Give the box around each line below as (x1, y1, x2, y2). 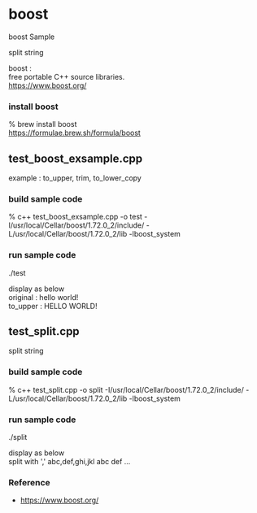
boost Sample (8, 32, 55, 41)
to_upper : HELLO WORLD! (8, 301, 98, 311)
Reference (8, 476, 50, 488)
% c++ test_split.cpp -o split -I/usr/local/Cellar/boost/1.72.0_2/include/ (8, 385, 244, 394)
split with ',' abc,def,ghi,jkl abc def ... (8, 457, 131, 467)
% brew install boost (8, 120, 77, 129)
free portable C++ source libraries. (8, 72, 125, 81)
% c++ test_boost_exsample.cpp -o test (8, 212, 142, 222)
